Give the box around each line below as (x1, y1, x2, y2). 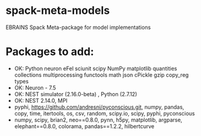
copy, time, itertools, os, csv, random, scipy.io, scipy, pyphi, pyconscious (14, 109, 195, 117)
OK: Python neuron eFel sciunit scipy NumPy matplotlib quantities (14, 65, 178, 72)
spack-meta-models (5, 4, 110, 18)
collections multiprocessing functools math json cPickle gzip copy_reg (14, 71, 189, 79)
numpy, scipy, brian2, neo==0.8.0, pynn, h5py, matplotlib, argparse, (14, 116, 183, 123)
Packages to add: (5, 45, 94, 59)
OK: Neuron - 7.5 (14, 84, 57, 91)
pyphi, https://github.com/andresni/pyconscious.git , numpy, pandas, (14, 103, 185, 111)
